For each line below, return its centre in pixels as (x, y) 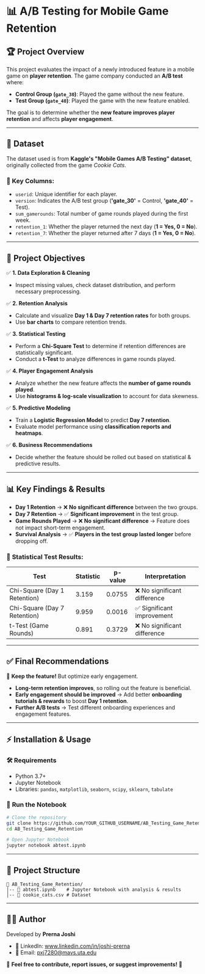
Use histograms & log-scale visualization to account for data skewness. (107, 396)
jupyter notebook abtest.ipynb (46, 846)
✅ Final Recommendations (58, 662)
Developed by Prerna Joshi (41, 934)
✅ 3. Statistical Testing (36, 333)
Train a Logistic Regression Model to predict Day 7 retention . (93, 420)
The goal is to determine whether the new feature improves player (91, 112)
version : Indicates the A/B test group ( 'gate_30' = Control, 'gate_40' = (104, 201)
